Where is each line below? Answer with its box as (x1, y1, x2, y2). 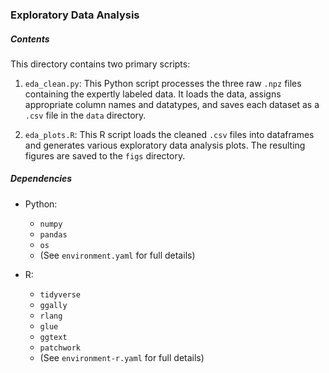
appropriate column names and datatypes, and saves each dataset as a (24, 98, 320, 110)
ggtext (39, 332, 68, 342)
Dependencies (10, 173, 73, 185)
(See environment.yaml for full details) (39, 249, 196, 261)
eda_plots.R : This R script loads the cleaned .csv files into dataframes (24, 128, 315, 140)
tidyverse (39, 289, 82, 300)
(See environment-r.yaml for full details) (39, 351, 205, 363)
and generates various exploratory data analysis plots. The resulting (24, 139, 306, 151)
